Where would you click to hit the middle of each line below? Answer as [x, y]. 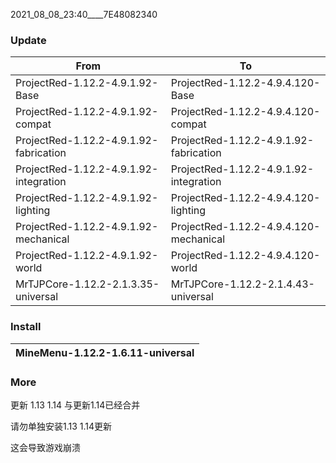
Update [28, 40]
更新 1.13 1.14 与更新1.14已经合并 [75, 405]
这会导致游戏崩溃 [45, 447]
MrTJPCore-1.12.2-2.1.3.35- [87, 284]
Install [26, 327]
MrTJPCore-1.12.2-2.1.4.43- [242, 284]
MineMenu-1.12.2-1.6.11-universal [105, 352]
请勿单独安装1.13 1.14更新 [61, 426]
